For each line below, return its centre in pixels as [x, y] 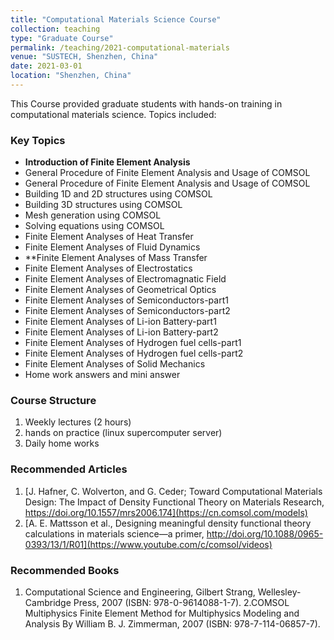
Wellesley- [279, 592]
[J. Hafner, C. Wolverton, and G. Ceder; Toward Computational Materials [173, 491]
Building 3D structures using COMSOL [103, 205]
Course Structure [53, 401]
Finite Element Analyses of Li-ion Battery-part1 [120, 322]
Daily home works [62, 443]
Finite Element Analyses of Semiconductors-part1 [126, 300]
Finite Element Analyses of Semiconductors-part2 [127, 311]
